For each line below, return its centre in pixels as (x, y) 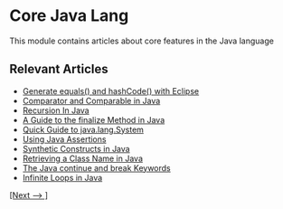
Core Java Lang (69, 16)
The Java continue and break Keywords (96, 167)
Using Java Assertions (64, 139)
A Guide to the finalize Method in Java (94, 119)
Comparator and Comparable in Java (91, 100)
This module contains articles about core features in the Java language (141, 41)
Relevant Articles (59, 69)
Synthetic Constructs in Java (76, 148)
